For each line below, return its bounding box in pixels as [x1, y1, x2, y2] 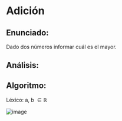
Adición [6, 4, 45, 18]
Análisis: [6, 60, 39, 70]
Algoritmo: [6, 80, 47, 90]
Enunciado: [6, 28, 49, 38]
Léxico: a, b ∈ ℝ [6, 96, 48, 104]
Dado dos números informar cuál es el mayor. [6, 43, 117, 50]
